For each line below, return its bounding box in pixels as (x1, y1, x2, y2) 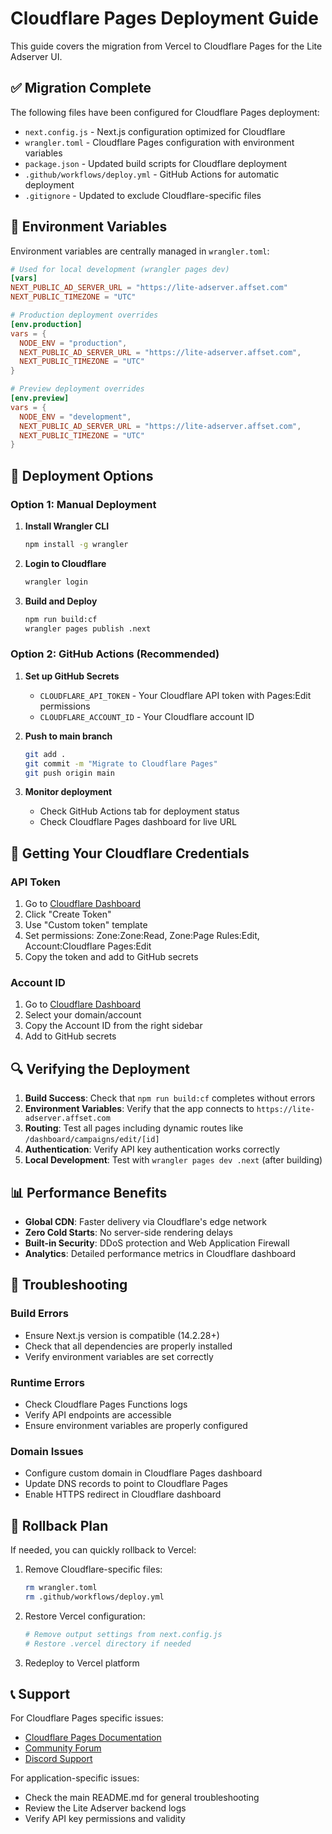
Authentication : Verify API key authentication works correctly (24, 1143, 280, 1156)
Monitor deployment (24, 786, 113, 798)
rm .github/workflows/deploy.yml (24, 1592, 165, 1602)
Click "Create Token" (24, 908, 112, 921)
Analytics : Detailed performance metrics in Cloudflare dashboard (24, 1248, 297, 1260)
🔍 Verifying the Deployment (10, 1060, 190, 1077)
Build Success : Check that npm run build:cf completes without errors (24, 1092, 316, 1104)
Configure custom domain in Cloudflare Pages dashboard (24, 1467, 263, 1479)
